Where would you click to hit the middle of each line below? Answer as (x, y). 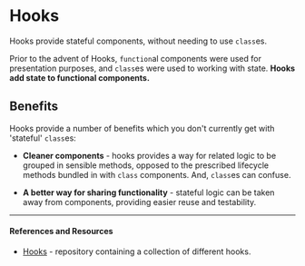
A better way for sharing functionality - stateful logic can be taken (148, 192)
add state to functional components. (79, 77)
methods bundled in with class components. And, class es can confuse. (157, 174)
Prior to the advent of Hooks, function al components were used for (135, 58)
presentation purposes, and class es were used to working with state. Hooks (152, 68)
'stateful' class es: (43, 138)
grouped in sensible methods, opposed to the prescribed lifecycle (146, 165)
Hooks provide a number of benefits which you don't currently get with (142, 128)
